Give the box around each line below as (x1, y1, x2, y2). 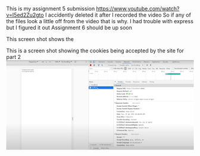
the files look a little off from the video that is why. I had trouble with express (6, 18, 193, 24)
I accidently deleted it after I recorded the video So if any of (45, 11, 192, 18)
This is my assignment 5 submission (6, 5, 95, 12)
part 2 (6, 54, 21, 60)
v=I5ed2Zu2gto (6, 11, 44, 18)
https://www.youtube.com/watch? (96, 5, 180, 12)
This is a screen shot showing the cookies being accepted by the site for (6, 47, 185, 54)
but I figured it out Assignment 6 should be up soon (6, 24, 132, 31)
